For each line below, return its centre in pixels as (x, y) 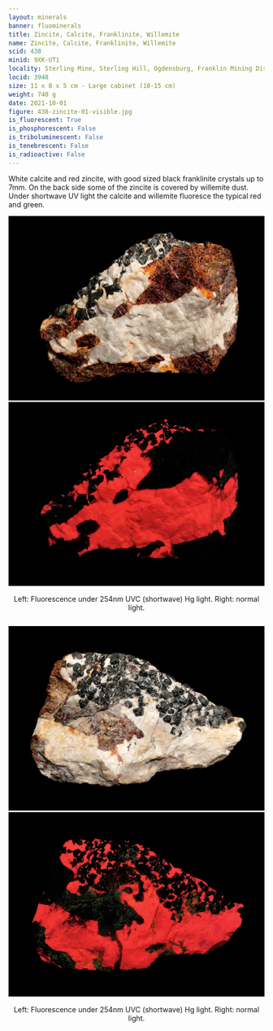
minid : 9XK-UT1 (34, 60)
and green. (26, 204)
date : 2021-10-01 (38, 103)
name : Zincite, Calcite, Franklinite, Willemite (92, 43)
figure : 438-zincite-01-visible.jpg (70, 111)
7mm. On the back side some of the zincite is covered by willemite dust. (129, 187)
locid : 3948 (28, 77)
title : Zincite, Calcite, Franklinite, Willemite (94, 34)
